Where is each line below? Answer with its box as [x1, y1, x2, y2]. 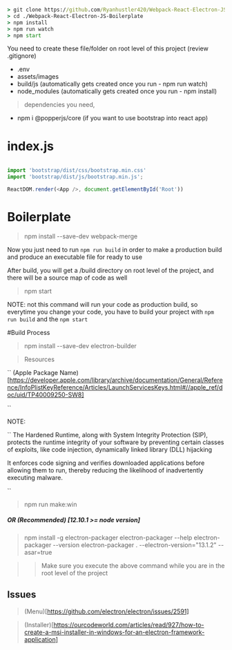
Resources [23, 355, 55, 363]
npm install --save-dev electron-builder [23, 341, 137, 350]
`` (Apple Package [7, 368, 59, 376]
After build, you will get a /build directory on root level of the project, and [7, 266, 214, 274]
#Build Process [7, 328, 50, 336]
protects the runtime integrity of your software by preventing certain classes [7, 438, 224, 446]
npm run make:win [23, 500, 77, 508]
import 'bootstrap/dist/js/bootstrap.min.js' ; [7, 173, 144, 180]
